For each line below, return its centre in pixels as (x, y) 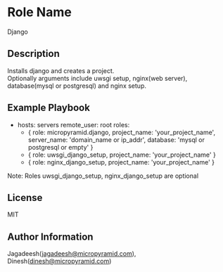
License (25, 197)
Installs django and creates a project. (61, 70)
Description (33, 54)
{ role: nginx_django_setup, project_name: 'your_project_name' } (121, 162)
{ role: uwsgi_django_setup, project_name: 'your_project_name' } (122, 155)
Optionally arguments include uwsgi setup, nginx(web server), (97, 78)
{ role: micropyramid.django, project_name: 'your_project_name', (122, 132)
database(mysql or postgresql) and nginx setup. (77, 86)
